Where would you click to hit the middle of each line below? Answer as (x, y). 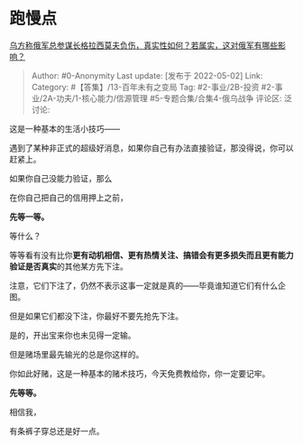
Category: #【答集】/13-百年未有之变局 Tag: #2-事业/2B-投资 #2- (153, 87)
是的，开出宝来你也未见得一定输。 (73, 335)
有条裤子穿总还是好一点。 (57, 431)
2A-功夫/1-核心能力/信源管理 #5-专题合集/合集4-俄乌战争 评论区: (162, 98)
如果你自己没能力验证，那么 (61, 178)
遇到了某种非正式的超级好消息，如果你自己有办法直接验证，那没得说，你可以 (151, 148)
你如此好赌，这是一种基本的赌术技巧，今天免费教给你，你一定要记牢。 (140, 373)
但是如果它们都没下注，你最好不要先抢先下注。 (96, 316)
